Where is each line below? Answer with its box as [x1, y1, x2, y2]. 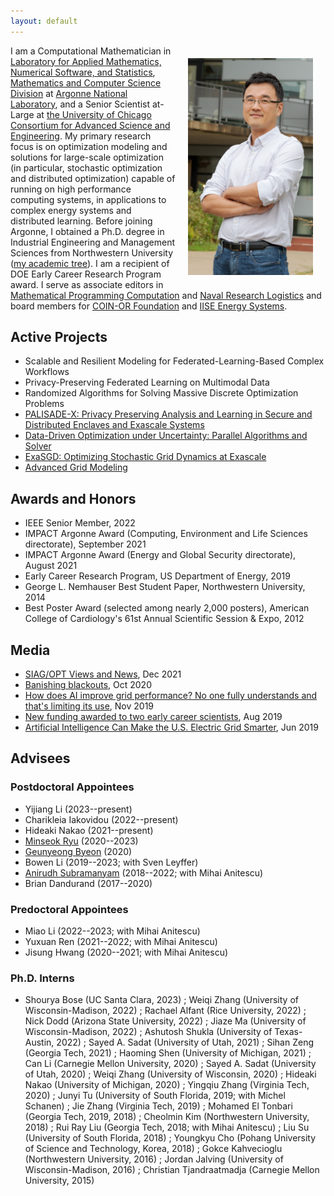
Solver [24, 440, 52, 452]
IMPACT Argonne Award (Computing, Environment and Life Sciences [24, 528, 308, 540]
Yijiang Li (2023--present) [24, 803, 133, 815]
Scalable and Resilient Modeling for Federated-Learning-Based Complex [24, 355, 325, 367]
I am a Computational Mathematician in [10, 45, 172, 57]
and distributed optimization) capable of [10, 172, 176, 184]
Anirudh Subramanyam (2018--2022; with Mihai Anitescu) [24, 866, 264, 879]
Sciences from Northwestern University [10, 246, 174, 259]
